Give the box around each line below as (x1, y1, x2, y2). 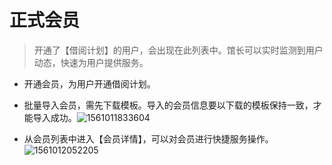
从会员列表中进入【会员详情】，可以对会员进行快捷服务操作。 (23, 132, 274, 145)
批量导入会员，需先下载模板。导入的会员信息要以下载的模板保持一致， (23, 99, 314, 111)
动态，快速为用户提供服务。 (33, 56, 149, 68)
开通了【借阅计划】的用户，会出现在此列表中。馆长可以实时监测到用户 (33, 44, 324, 56)
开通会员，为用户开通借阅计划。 (23, 77, 156, 90)
